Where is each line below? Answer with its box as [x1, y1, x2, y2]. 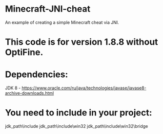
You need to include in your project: [5, 107, 152, 118]
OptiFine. [5, 47, 43, 58]
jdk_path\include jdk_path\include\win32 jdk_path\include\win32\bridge [5, 123, 148, 129]
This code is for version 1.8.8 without [5, 36, 158, 48]
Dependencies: [5, 69, 68, 80]
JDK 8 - [5, 85, 21, 91]
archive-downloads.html [5, 90, 54, 96]
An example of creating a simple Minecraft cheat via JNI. [5, 19, 120, 25]
